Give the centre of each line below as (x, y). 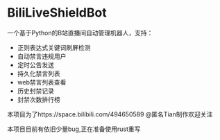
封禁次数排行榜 (39, 99)
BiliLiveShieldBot (57, 13)
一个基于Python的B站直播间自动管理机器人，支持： (80, 33)
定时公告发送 (35, 64)
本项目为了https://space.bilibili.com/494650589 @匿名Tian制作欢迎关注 (110, 114)
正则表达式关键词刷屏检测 (54, 47)
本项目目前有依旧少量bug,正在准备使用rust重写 (74, 129)
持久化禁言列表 (39, 73)
